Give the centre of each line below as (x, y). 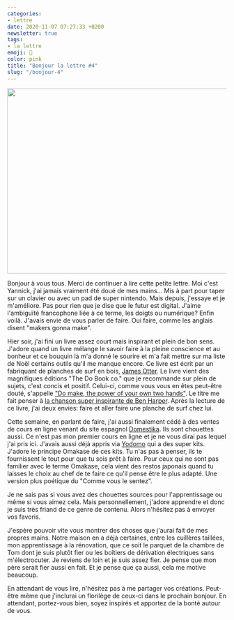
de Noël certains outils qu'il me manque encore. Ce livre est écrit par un (110, 363)
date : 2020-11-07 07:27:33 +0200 (56, 27)
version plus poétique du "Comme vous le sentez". (80, 481)
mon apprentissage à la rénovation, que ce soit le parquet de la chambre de (116, 545)
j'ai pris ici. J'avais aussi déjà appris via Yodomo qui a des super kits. (106, 443)
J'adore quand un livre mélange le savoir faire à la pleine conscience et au (114, 348)
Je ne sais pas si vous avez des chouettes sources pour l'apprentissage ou (115, 494)
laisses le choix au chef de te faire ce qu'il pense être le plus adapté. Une (112, 473)
